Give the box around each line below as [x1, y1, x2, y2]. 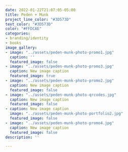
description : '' [5, 135, 39, 140]
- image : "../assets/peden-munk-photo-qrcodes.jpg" [5, 92, 116, 97]
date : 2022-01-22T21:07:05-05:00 [5, 7, 76, 13]
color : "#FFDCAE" [5, 26, 42, 31]
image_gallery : [5, 45, 37, 50]
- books [5, 41, 22, 46]
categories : [5, 31, 30, 36]
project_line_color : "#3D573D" [5, 17, 71, 22]
